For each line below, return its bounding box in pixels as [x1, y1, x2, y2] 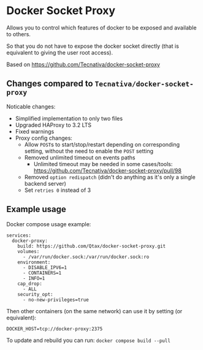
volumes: [17, 248, 40, 254]
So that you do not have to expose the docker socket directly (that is [6, 42, 179, 50]
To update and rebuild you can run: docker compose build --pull [6, 337, 170, 344]
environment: [17, 259, 51, 265]
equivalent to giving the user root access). [6, 48, 113, 56]
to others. [6, 30, 31, 37]
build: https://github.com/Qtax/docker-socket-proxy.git [17, 243, 166, 249]
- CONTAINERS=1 [22, 270, 62, 276]
